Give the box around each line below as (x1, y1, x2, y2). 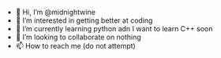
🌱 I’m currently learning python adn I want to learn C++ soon (15, 24, 213, 33)
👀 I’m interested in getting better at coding (15, 16, 153, 25)
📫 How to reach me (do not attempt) (15, 42, 136, 50)
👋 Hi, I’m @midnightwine (15, 8, 96, 16)
